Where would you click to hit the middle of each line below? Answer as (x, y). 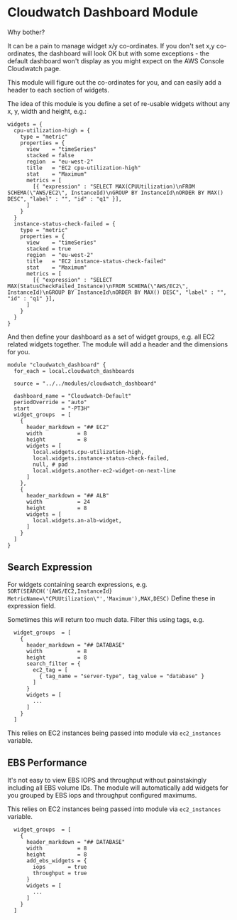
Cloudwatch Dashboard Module (103, 12)
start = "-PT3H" (52, 408)
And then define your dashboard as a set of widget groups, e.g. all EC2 (111, 337)
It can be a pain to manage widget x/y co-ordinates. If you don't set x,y (111, 46)
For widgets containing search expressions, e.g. (77, 584)
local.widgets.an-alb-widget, (77, 520)
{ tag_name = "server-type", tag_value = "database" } (121, 676)
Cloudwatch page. (34, 68)
